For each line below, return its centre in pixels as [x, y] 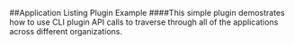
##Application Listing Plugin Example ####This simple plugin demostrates [147, 13]
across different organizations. [66, 31]
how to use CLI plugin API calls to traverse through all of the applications [144, 22]
